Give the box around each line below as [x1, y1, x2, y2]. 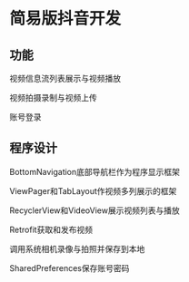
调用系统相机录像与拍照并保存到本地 [9, 243, 145, 254]
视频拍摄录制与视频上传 [9, 92, 97, 102]
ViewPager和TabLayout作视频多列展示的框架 [9, 185, 177, 196]
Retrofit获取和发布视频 [9, 224, 94, 235]
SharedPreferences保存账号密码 [9, 262, 130, 273]
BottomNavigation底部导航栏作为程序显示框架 [9, 166, 180, 177]
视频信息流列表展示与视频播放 [9, 73, 121, 83]
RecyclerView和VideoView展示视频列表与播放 [9, 205, 180, 216]
